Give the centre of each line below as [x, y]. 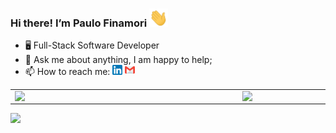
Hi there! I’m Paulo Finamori [79, 23]
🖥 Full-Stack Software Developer [92, 45]
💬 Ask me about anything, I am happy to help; [118, 60]
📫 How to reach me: [67, 72]
